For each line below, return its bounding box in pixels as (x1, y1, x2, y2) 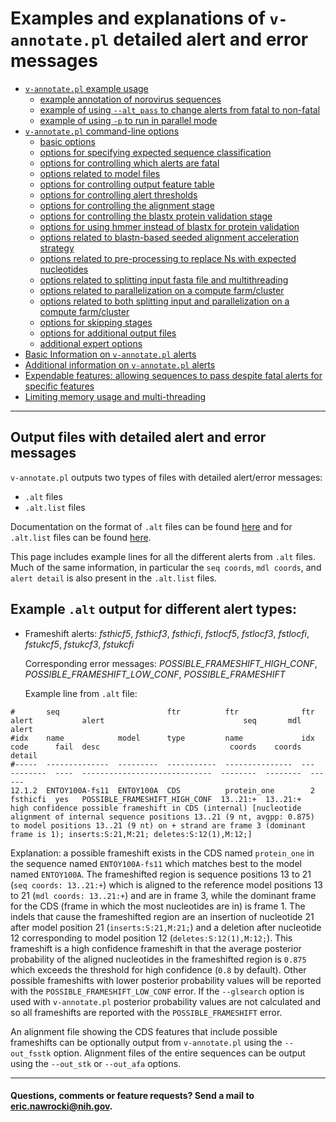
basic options (39, 135, 96, 147)
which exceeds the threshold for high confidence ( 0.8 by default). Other (10, 963, 307, 976)
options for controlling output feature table (39, 178, 215, 190)
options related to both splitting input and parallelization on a (39, 295, 290, 307)
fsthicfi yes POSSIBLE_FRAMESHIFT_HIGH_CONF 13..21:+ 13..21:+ (10, 794, 302, 804)
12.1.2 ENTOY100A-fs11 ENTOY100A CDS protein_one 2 (10, 785, 315, 796)
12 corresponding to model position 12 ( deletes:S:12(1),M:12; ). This (10, 932, 293, 944)
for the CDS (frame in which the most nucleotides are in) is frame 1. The (10, 900, 306, 912)
